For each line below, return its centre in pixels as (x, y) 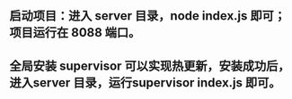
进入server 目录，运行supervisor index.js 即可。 (145, 82)
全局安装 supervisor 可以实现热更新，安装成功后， (150, 66)
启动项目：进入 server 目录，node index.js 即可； (147, 16)
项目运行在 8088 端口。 (75, 33)
